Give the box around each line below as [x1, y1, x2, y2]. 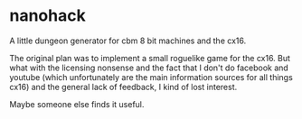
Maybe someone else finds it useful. [9, 98, 145, 109]
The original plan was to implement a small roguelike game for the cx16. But [9, 52, 291, 63]
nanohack [9, 5, 86, 26]
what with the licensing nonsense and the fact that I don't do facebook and [9, 62, 289, 73]
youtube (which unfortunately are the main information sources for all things [9, 71, 294, 82]
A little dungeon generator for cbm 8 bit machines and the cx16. [9, 35, 247, 46]
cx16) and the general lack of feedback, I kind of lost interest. [9, 81, 238, 92]
